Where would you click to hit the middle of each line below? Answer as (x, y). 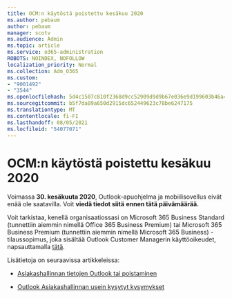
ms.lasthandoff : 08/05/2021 (48, 122)
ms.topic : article (33, 46)
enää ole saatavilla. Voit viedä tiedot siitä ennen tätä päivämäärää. (103, 204)
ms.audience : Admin (35, 39)
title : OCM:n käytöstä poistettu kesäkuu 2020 (75, 13)
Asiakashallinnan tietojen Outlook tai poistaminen (87, 274)
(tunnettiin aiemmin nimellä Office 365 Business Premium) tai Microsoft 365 (115, 225)
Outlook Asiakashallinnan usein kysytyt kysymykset (90, 287)
